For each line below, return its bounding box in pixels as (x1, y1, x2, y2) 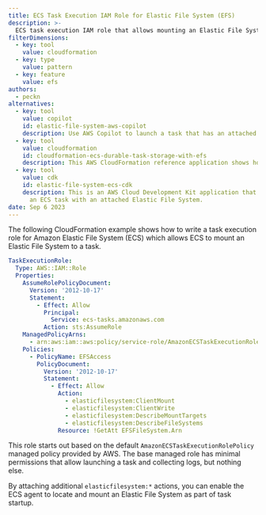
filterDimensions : (8, 33, 69, 42)
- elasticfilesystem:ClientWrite (64, 404, 176, 412)
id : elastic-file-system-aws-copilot (22, 122, 147, 130)
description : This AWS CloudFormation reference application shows (22, 159, 249, 167)
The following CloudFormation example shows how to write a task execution (8, 225, 257, 235)
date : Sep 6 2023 (8, 203, 66, 211)
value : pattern (22, 63, 73, 71)
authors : (8, 85, 37, 93)
